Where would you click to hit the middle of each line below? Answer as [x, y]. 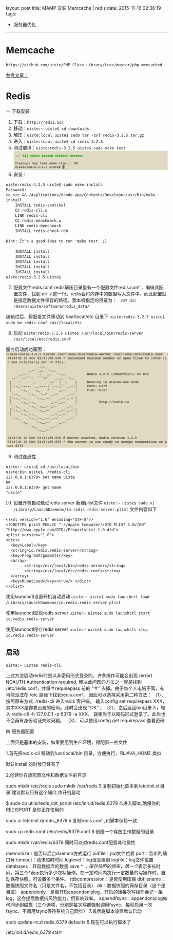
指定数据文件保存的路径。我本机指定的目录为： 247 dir [77, 300]
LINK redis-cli [31, 215]
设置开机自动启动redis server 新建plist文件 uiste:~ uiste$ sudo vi [84, 502]
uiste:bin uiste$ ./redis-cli [38, 472]
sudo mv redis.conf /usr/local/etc [44, 323]
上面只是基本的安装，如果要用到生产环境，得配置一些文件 [66, 742]
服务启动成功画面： [26, 349]
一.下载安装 [18, 111]
